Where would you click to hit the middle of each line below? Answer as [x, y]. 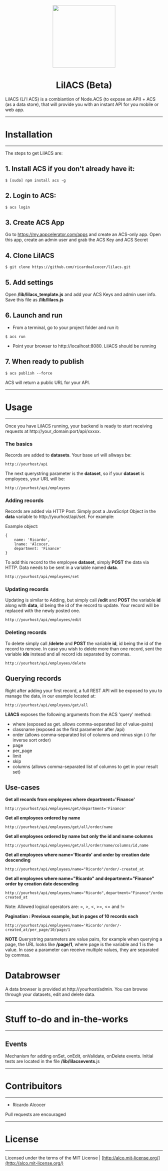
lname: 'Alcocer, [32, 544]
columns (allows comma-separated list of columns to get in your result [85, 766]
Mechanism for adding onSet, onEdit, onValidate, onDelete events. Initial [79, 1056]
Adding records [24, 500]
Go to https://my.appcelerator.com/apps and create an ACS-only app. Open [83, 234]
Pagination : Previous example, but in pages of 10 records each [72, 916]
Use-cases [22, 787]
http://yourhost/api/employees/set [42, 577]
